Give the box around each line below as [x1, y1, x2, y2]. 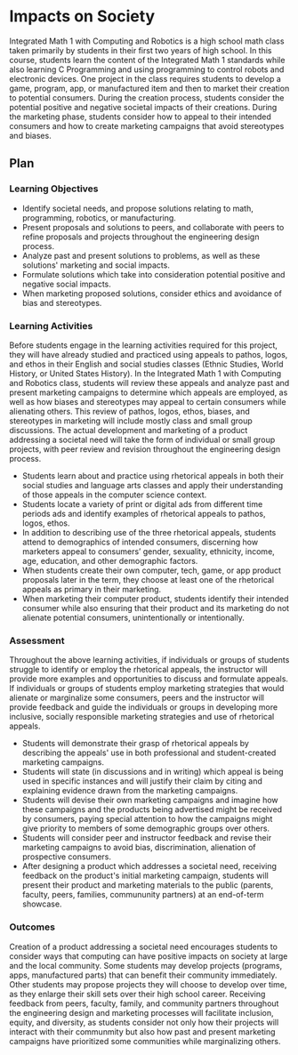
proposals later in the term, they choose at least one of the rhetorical [21, 574, 274, 584]
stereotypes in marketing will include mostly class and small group [9, 415, 254, 426]
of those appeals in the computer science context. [21, 489, 207, 500]
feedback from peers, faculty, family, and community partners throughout [9, 998, 279, 1009]
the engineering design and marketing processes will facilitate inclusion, [9, 1007, 274, 1018]
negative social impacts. [21, 278, 111, 289]
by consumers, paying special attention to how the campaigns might [21, 814, 273, 825]
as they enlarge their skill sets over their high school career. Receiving [9, 988, 266, 999]
